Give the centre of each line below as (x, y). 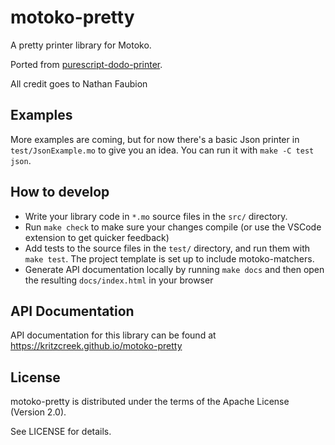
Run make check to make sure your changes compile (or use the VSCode (173, 227)
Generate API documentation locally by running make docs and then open (174, 269)
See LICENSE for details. (61, 432)
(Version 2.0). (38, 412)
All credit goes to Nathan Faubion (79, 83)
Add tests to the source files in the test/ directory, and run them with (167, 248)
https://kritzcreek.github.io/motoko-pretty (96, 346)
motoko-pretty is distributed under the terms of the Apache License (150, 402)
